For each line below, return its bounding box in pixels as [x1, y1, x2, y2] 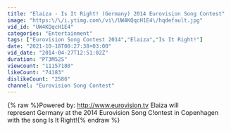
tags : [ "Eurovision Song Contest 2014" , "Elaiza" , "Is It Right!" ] [7, 36, 203, 43]
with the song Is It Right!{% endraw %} [7, 116, 120, 125]
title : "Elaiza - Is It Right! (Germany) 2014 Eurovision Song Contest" [7, 10, 225, 18]
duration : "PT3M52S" [7, 56, 68, 63]
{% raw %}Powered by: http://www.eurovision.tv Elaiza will [7, 101, 179, 109]
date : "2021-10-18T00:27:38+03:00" [7, 43, 112, 50]
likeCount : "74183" [7, 69, 65, 76]
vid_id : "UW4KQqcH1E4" [7, 23, 74, 30]
